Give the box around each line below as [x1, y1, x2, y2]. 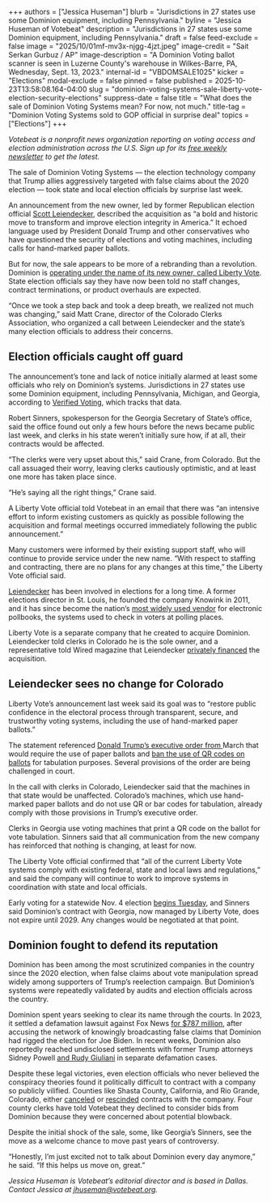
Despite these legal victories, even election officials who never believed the [8, 1069, 260, 1079]
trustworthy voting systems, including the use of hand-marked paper [8, 716, 239, 725]
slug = [88, 84, 110, 94]
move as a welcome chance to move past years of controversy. [8, 1136, 220, 1146]
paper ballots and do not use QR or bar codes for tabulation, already [35, 798, 263, 809]
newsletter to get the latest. [8, 152, 100, 161]
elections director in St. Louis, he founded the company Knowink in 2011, [8, 595, 251, 605]
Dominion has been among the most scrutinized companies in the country [8, 960, 255, 969]
